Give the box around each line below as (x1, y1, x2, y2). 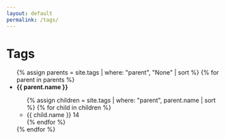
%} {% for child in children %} (26, 103, 112, 112)
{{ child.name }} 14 (26, 111, 80, 119)
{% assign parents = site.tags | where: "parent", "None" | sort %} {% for (16, 68, 219, 77)
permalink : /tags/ (6, 16, 59, 23)
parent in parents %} (16, 76, 75, 84)
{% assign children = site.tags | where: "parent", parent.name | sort (26, 97, 216, 105)
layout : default (6, 10, 53, 17)
